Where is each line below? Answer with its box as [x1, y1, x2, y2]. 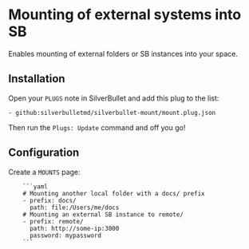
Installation [8, 72, 65, 85]
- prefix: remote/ [22, 217, 84, 225]
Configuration [8, 146, 80, 160]
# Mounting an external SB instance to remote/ [22, 210, 184, 219]
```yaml [22, 182, 48, 191]
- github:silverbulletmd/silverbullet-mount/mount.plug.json [8, 109, 216, 117]
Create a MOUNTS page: [8, 167, 81, 176]
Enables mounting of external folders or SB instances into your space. [8, 49, 238, 58]
